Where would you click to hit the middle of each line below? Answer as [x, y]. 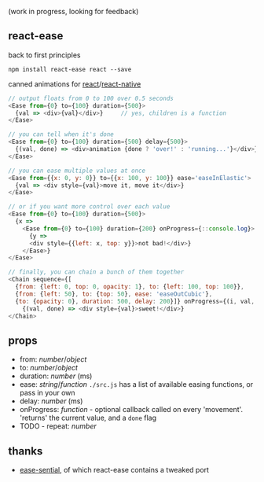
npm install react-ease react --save [70, 69]
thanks [26, 451]
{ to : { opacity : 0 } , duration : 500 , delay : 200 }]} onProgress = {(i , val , [135, 301]
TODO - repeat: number [58, 426]
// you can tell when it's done [61, 134]
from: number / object [53, 359]
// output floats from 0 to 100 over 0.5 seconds [91, 98]
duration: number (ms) [56, 376]
